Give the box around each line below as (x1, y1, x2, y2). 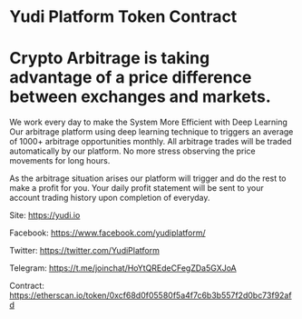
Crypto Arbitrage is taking (9, 48, 210, 69)
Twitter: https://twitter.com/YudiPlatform (9, 245, 161, 256)
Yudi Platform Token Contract (9, 6, 238, 27)
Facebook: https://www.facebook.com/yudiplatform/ (9, 227, 206, 238)
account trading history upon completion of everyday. (9, 193, 210, 204)
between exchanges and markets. (9, 86, 272, 107)
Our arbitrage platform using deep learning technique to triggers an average (9, 126, 294, 137)
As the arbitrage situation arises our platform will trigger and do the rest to (9, 173, 287, 184)
